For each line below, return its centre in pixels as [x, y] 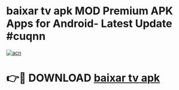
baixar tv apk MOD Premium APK [90, 11]
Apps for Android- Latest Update [89, 24]
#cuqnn [26, 36]
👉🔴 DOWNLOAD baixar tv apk [83, 78]
